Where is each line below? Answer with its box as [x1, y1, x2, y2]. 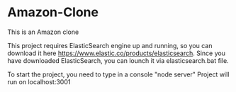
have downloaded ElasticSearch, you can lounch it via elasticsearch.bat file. [7, 56, 229, 64]
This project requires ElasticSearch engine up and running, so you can [7, 41, 213, 50]
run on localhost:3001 [7, 77, 71, 86]
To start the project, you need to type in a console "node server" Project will [7, 70, 230, 79]
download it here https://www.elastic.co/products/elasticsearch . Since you [7, 49, 225, 57]
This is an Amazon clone [7, 28, 79, 36]
